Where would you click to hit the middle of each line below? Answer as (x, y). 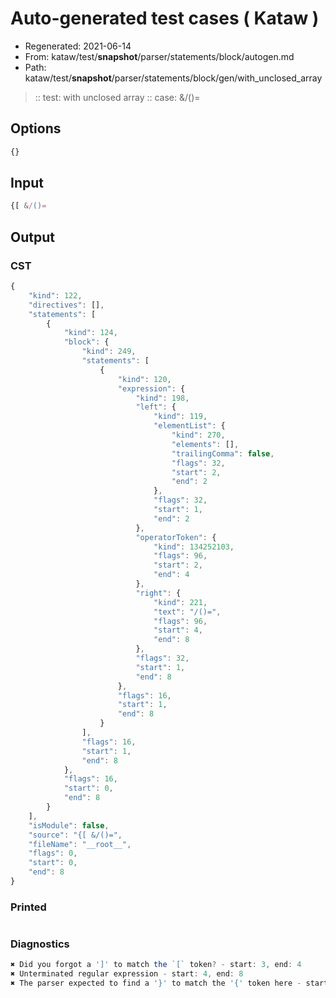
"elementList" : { (189, 426)
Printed (28, 907)
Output (32, 237)
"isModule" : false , (69, 825)
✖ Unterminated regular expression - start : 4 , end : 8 (127, 974)
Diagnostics (40, 944)
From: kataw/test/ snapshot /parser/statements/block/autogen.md (159, 56)
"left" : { (156, 407)
